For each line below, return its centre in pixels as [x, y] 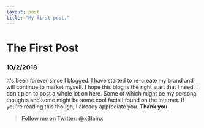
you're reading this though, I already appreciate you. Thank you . [88, 106]
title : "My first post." [38, 18]
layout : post [23, 12]
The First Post [43, 48]
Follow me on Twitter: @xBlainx [62, 118]
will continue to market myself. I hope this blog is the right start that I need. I [102, 87]
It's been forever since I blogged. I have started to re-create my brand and [100, 80]
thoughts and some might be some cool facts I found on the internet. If [96, 100]
